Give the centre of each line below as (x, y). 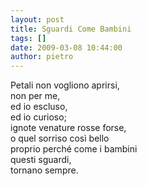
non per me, (35, 96)
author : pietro (42, 57)
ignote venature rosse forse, (68, 128)
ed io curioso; (38, 117)
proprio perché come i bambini (74, 149)
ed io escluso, (39, 107)
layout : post (37, 19)
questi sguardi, (41, 160)
